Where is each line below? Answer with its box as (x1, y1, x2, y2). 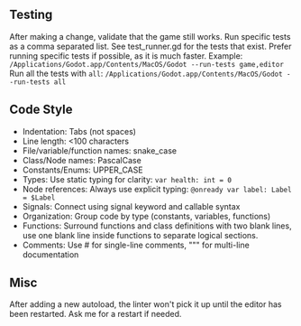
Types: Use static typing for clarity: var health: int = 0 (22, 173, 233, 184)
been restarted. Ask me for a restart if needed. (9, 309, 182, 320)
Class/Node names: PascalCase (22, 154, 141, 165)
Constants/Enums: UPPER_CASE (22, 164, 143, 175)
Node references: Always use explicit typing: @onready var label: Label (22, 183, 292, 194)
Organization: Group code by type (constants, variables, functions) (22, 210, 271, 221)
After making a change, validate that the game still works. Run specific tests (9, 31, 291, 42)
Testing (9, 7, 53, 23)
